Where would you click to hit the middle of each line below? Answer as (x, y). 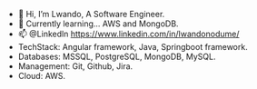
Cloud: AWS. (42, 76)
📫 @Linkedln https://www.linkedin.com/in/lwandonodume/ (128, 34)
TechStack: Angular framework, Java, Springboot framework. (133, 47)
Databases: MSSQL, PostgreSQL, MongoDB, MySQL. (117, 56)
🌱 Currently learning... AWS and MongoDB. (98, 24)
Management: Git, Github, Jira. (75, 66)
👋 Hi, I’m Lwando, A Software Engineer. (91, 14)
